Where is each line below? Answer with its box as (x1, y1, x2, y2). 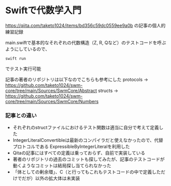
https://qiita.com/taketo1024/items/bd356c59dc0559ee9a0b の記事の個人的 (5, 22, 166, 28)
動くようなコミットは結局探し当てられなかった (12, 163, 111, 169)
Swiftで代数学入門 (5, 5, 82, 16)
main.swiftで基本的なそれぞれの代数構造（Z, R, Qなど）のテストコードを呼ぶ (5, 39, 166, 46)
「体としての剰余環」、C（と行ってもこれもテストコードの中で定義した (12, 169, 161, 175)
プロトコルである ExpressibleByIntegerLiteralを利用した (12, 143, 130, 150)
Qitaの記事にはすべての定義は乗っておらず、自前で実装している (12, 150, 145, 156)
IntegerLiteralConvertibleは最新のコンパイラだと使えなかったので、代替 (12, 137, 163, 143)
